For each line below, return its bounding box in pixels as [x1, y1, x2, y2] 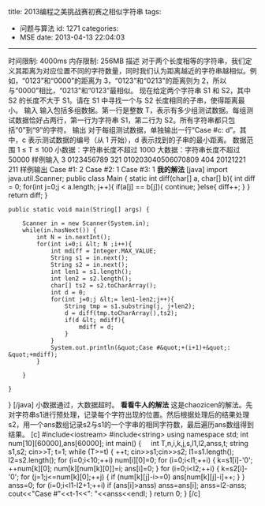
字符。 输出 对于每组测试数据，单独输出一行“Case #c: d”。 [50, 126, 241, 134]
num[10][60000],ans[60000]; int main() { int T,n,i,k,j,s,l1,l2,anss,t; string [8, 439, 248, 448]
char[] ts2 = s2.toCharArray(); [50, 282, 157, 290]
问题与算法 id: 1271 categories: [19, 24, 119, 33]
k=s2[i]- [221, 464, 248, 473]
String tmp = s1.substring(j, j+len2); [64, 302, 196, 310]
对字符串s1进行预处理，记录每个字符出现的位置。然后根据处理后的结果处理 [8, 410, 250, 419]
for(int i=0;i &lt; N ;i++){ [36, 240, 132, 248]
